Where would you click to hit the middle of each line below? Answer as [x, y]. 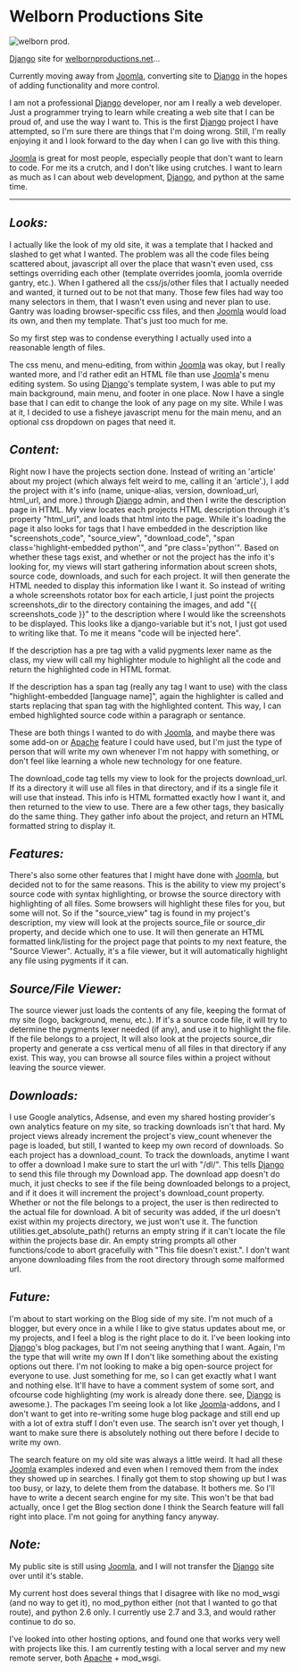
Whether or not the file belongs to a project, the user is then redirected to [144, 1203]
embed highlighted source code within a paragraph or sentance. [127, 715]
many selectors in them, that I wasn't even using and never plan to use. [140, 301]
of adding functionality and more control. [84, 85]
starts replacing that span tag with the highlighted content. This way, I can [146, 705]
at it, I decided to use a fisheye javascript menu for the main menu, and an [146, 412]
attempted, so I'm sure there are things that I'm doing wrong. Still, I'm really [148, 131]
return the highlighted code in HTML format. [91, 669]
